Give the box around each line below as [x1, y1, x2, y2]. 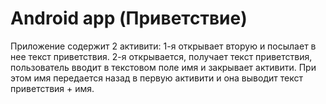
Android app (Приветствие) [10, 7, 248, 30]
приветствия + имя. [10, 82, 95, 94]
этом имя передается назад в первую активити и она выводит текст [10, 72, 303, 84]
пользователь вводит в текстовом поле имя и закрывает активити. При [10, 61, 317, 73]
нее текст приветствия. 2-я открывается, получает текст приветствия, [10, 50, 313, 62]
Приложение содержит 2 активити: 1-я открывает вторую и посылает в [10, 40, 317, 52]
